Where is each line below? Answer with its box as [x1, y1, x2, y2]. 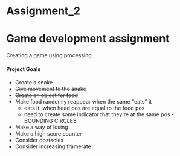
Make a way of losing [14, 123, 68, 131]
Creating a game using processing [6, 52, 92, 59]
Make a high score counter [14, 130, 82, 137]
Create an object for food [14, 92, 79, 99]
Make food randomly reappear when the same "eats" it [14, 98, 152, 105]
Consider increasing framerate [14, 143, 92, 150]
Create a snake [14, 79, 53, 86]
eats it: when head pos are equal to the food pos [24, 104, 145, 112]
